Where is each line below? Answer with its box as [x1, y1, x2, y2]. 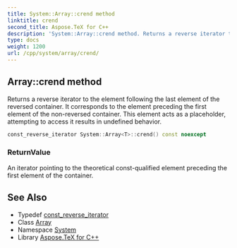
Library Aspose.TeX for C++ [17, 232, 99, 241]
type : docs [7, 37, 39, 44]
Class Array [17, 218, 51, 226]
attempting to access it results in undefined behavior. [7, 117, 162, 126]
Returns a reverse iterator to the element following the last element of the [7, 95, 220, 103]
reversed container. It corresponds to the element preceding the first [7, 102, 207, 110]
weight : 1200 [7, 43, 46, 50]
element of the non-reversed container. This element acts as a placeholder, [7, 110, 226, 118]
